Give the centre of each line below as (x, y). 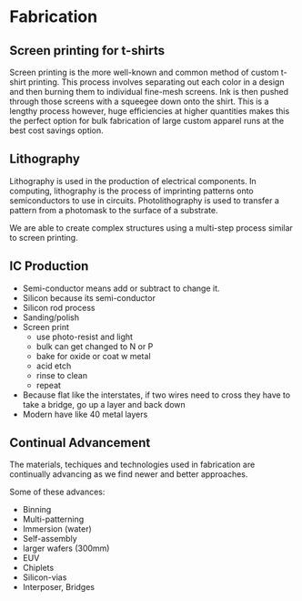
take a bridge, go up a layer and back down (104, 404)
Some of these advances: (57, 492)
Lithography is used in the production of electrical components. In (133, 181)
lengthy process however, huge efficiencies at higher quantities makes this (150, 111)
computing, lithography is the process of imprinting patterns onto (131, 191)
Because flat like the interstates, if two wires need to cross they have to (156, 395)
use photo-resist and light (85, 337)
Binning (37, 510)
